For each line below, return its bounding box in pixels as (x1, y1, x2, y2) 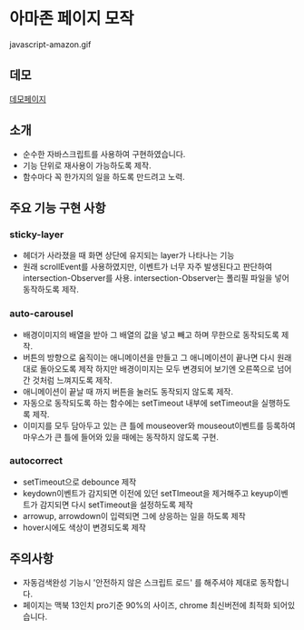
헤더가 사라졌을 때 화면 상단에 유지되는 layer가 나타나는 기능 (22, 250, 235, 261)
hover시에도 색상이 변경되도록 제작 (22, 522, 147, 533)
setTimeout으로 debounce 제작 (22, 476, 137, 487)
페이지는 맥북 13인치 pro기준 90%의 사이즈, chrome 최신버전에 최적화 (22, 599, 271, 610)
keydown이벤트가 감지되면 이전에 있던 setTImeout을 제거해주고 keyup (22, 487, 274, 498)
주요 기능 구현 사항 (9, 200, 106, 215)
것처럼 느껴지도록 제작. (32, 375, 113, 385)
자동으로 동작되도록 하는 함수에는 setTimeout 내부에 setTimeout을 (22, 397, 260, 408)
